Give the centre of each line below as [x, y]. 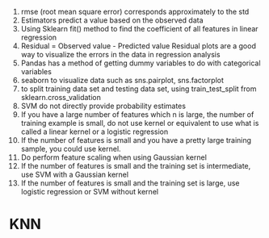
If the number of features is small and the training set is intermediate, [136, 166]
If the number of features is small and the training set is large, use [130, 183]
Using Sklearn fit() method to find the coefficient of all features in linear [139, 29]
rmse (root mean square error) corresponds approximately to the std [135, 12]
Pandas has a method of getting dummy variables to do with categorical [141, 63]
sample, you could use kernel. [71, 149]
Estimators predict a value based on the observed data [112, 20]
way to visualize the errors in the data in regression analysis [120, 54]
